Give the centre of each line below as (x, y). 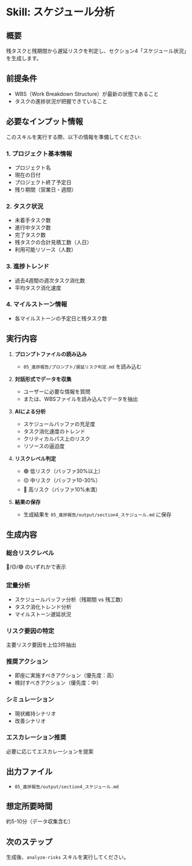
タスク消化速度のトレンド (54, 431)
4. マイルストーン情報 (37, 304)
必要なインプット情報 (45, 122)
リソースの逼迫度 (44, 446)
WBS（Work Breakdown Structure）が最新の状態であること (87, 94)
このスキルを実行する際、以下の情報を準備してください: (74, 137)
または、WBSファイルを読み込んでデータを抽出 (80, 399)
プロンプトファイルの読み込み (50, 354)
